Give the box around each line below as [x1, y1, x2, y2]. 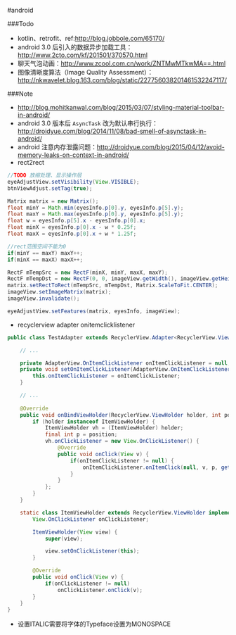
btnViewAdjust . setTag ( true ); [7, 184, 93, 192]
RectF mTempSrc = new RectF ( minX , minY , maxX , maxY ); [7, 269, 169, 276]
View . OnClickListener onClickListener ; [32, 515, 150, 523]
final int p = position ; [44, 431, 118, 439]
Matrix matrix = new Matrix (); [7, 197, 99, 205]
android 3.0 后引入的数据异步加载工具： [17, 43, 133, 51]
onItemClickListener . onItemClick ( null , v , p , [82, 464, 218, 471]
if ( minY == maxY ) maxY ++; [7, 249, 83, 256]
